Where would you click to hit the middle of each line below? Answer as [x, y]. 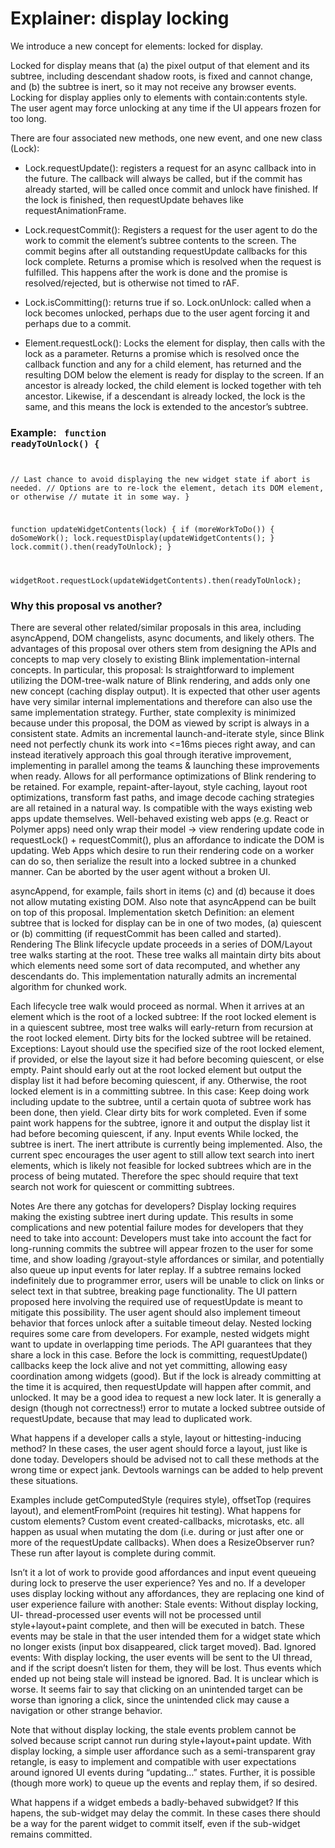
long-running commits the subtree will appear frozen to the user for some [162, 1249]
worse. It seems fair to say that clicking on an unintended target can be [156, 1689]
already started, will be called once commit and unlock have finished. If [171, 189]
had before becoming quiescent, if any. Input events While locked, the [154, 1134]
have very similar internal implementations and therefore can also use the [161, 702]
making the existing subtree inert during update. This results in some [152, 1217]
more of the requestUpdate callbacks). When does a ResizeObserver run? [162, 1543]
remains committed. [51, 1834]
